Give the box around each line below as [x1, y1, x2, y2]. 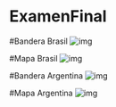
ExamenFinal [9, 6, 107, 27]
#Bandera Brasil [9, 36, 69, 46]
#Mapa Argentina [9, 87, 73, 98]
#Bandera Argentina [9, 70, 83, 81]
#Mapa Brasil [9, 53, 58, 63]
